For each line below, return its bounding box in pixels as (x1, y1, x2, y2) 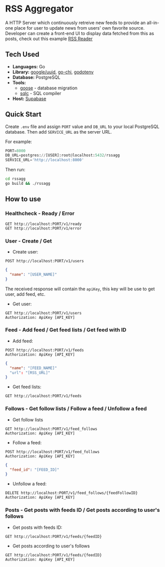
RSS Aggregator (5, 3, 74, 15)
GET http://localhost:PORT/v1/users (5, 310, 82, 315)
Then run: (5, 167, 26, 173)
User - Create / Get (5, 237, 52, 244)
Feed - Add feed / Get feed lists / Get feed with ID (5, 326, 127, 333)
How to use (5, 195, 41, 203)
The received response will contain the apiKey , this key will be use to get (5, 286, 155, 292)
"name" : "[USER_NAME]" (10, 272, 57, 277)
